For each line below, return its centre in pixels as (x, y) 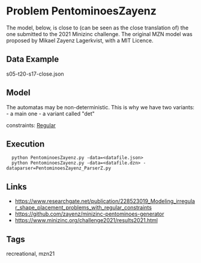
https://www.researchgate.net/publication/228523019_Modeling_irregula (105, 201)
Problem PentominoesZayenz (82, 11)
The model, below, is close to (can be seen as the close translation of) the (97, 28)
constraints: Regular (31, 125)
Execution (25, 144)
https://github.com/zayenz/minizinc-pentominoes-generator (89, 214)
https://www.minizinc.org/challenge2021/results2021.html (86, 220)
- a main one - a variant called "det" (50, 113)
